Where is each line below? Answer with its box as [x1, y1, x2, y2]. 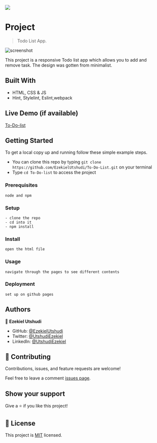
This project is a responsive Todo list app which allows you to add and [5, 57, 147, 63]
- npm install [5, 224, 34, 229]
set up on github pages [5, 292, 54, 297]
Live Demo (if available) [5, 109, 78, 118]
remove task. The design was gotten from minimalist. [5, 62, 112, 68]
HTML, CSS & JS [12, 89, 47, 96]
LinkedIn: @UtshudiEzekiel [12, 338, 66, 344]
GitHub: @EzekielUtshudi [12, 328, 63, 334]
